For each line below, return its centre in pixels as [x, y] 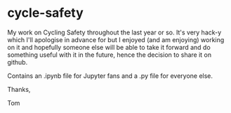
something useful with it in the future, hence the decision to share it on [110, 55]
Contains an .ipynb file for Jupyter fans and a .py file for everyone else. [110, 76]
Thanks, [19, 89]
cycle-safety [46, 13]
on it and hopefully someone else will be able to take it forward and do [109, 47]
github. [18, 62]
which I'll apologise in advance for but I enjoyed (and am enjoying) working [116, 39]
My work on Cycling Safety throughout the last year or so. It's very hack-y [114, 32]
